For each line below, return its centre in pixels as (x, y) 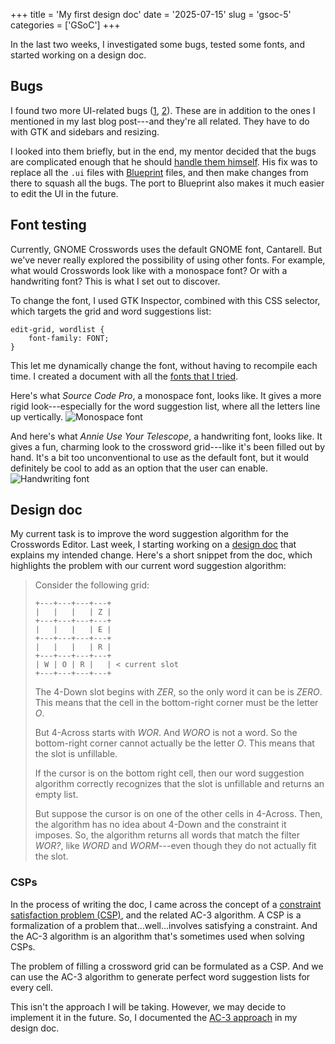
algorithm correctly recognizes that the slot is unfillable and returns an (179, 784)
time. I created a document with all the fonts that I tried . (124, 376)
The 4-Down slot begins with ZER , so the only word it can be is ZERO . (178, 692)
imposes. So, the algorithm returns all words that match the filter (167, 835)
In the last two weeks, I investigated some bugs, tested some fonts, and (157, 44)
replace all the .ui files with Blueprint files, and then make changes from (159, 172)
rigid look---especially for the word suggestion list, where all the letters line (165, 406)
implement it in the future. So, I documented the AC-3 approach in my (154, 1017)
